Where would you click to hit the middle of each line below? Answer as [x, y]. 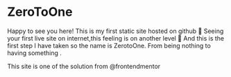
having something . [35, 53]
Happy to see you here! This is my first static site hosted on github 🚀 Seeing [115, 31]
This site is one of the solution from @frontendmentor [84, 66]
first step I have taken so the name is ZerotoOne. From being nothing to [109, 45]
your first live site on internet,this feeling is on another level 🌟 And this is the [116, 38]
